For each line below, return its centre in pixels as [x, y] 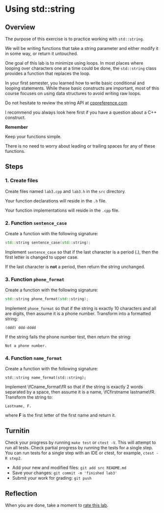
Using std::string [40, 9]
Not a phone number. [26, 346]
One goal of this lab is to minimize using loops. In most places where [74, 63]
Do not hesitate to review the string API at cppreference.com [66, 103]
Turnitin [17, 430]
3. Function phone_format [35, 279]
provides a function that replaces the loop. [48, 73]
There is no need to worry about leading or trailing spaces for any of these [80, 146]
